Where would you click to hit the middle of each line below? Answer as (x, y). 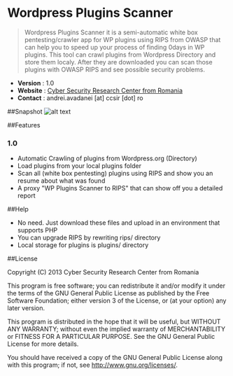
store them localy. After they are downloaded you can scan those (118, 62)
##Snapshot (25, 111)
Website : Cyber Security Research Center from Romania (100, 90)
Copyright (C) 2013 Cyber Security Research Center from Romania (103, 272)
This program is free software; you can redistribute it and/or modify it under (116, 286)
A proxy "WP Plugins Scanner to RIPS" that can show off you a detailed (120, 188)
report (27, 196)
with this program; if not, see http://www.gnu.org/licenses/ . (93, 365)
